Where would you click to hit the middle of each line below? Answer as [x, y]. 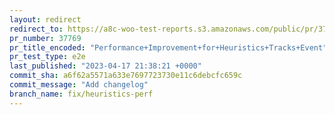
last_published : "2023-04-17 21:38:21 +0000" [105, 66]
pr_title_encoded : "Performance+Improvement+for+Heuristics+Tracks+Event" [168, 47]
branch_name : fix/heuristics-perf [81, 94]
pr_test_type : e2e [47, 57]
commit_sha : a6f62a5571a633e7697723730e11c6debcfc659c [126, 76]
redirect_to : [36, 29]
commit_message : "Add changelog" [79, 85]
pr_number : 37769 [45, 38]
